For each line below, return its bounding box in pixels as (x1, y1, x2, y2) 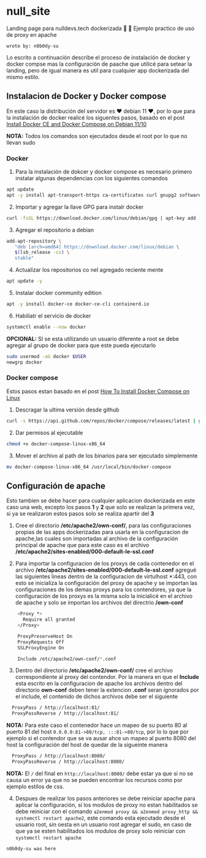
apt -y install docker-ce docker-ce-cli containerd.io (6, 301, 150, 307)
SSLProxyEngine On (17, 645, 64, 651)
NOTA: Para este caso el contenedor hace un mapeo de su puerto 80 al (6, 722, 188, 729)
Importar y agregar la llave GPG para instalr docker (15, 203, 144, 210)
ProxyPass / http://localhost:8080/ (12, 753, 105, 759)
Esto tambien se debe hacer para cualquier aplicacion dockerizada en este (6, 497, 195, 504)
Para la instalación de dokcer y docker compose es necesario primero (15, 168, 193, 175)
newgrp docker (6, 359, 43, 366)
